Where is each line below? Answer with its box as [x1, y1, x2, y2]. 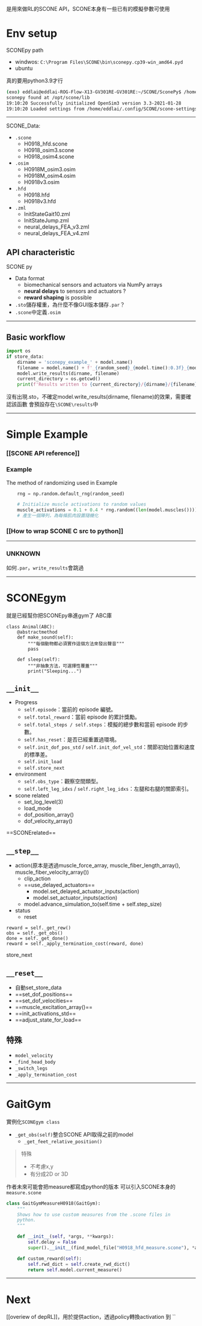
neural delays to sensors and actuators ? [23, 287, 126, 295]
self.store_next [23, 766, 65, 772]
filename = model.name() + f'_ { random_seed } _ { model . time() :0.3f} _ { [17, 364, 189, 371]
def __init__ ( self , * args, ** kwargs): [17, 1233, 114, 1240]
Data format [14, 275, 45, 282]
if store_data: [6, 354, 44, 360]
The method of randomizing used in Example [6, 479, 118, 486]
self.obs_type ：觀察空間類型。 [23, 778, 102, 785]
